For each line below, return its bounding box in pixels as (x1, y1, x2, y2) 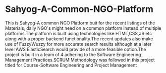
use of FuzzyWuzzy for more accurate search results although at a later (5, 41, 152, 47)
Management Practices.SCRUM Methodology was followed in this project (5, 57, 155, 63)
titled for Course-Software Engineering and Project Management (5, 62, 137, 68)
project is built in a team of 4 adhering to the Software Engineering (5, 51, 141, 58)
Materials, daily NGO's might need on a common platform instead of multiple (5, 25, 162, 31)
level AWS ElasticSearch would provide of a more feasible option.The (5, 46, 146, 52)
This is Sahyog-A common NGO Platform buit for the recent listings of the (5, 20, 155, 26)
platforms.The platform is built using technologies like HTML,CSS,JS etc (5, 30, 152, 36)
